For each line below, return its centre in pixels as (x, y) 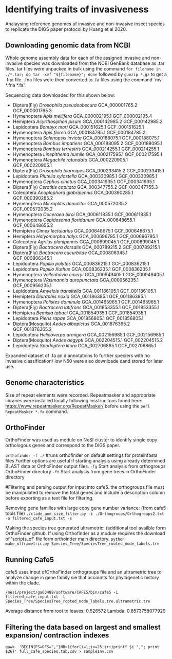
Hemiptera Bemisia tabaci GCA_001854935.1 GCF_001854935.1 (79, 313)
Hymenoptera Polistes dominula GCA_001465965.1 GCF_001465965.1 (86, 301)
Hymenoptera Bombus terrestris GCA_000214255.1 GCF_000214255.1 (86, 149)
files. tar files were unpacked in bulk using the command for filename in (83, 68)
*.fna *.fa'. (16, 85)
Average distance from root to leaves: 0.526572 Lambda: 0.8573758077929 (85, 611)
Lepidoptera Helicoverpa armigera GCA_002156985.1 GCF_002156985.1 (88, 334)
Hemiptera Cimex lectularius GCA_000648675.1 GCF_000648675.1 (83, 230)
